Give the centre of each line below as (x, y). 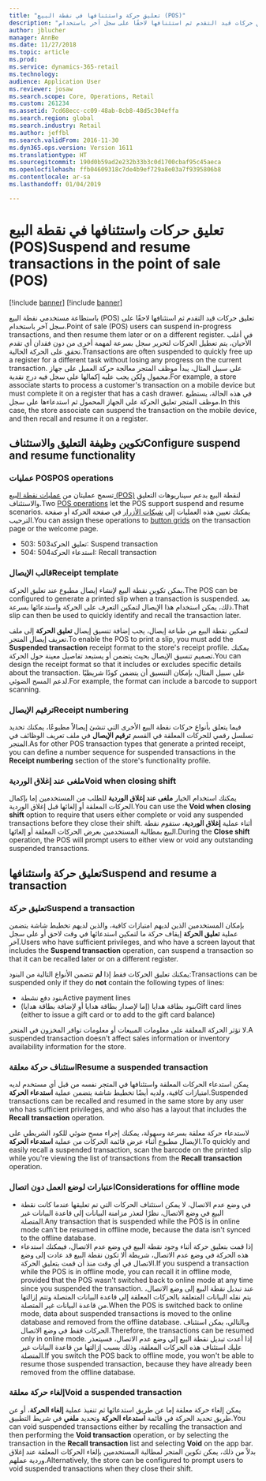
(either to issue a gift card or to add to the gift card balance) (118, 1014)
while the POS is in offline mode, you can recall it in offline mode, (126, 1271)
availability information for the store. (68, 1046)
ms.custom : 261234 (39, 103)
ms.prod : (23, 60)
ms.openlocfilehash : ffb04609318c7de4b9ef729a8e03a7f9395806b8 (115, 170)
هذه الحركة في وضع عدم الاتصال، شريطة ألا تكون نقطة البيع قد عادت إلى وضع (135, 1254)
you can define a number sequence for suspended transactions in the (122, 752)
